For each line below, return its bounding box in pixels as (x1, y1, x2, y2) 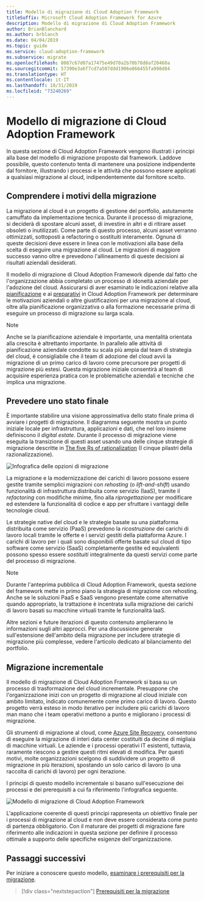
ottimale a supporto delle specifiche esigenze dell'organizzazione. (6, 835, 172, 843)
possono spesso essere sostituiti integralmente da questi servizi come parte (6, 551, 198, 558)
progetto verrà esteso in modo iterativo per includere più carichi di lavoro (6, 704, 190, 712)
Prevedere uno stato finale (6, 396, 109, 407)
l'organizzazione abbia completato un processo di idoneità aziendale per (6, 277, 189, 284)
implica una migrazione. (6, 378, 66, 385)
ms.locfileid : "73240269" (6, 88, 72, 94)
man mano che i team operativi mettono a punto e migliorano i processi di (6, 710, 191, 718)
